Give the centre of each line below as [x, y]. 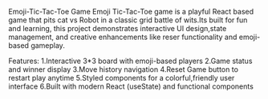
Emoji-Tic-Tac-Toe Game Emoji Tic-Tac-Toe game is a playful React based [131, 12]
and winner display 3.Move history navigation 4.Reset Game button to [124, 69]
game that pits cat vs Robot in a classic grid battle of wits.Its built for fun [128, 20]
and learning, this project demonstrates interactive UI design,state [118, 28]
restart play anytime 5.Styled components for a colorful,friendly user [122, 78]
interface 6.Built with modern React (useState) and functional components [131, 86]
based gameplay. [37, 46]
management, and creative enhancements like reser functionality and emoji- [134, 37]
